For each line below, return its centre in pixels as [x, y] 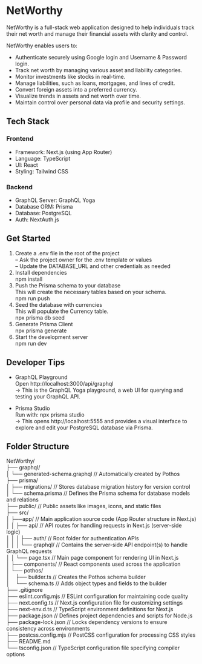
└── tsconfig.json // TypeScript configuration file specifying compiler [93, 648]
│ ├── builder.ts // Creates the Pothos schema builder [76, 577]
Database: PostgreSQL [43, 213]
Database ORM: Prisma [44, 206]
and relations [23, 500]
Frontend [20, 139]
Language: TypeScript [43, 158]
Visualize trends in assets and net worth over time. [78, 96]
